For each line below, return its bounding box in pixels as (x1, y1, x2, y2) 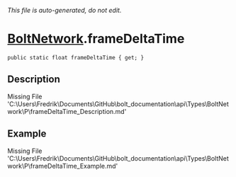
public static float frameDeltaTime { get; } (7, 54, 144, 61)
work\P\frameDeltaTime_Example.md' (7, 161, 118, 170)
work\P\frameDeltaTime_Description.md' (7, 107, 127, 115)
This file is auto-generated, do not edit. (7, 6, 122, 14)
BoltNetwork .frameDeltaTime (7, 31, 185, 47)
